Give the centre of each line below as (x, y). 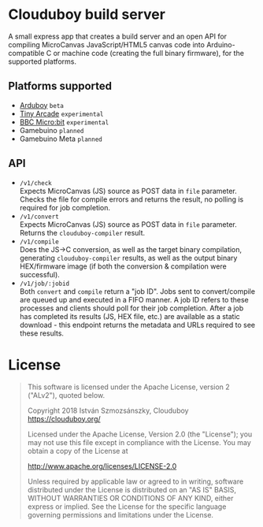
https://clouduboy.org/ (64, 418)
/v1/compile (39, 242)
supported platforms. (43, 61)
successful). (40, 274)
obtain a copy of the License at (78, 451)
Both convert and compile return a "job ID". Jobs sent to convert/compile (137, 291)
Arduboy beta (42, 105)
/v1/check (36, 183)
